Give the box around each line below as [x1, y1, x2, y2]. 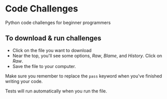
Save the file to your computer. [12, 63, 76, 69]
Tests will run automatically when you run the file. [5, 88, 107, 94]
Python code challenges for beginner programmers [5, 19, 111, 25]
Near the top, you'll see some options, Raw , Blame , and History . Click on [12, 52, 162, 58]
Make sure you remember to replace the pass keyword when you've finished [5, 73, 162, 79]
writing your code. [5, 78, 43, 84]
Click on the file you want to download [12, 47, 91, 53]
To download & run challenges [5, 34, 101, 42]
